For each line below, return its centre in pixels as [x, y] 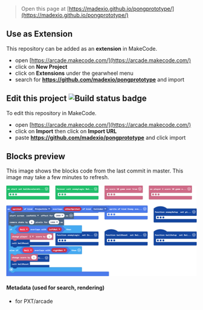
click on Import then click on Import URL [66, 131]
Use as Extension [40, 34]
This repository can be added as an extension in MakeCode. [82, 48]
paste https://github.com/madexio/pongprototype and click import [100, 138]
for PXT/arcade [34, 301]
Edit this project [37, 99]
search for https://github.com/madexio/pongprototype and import [100, 79]
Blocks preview [36, 157]
